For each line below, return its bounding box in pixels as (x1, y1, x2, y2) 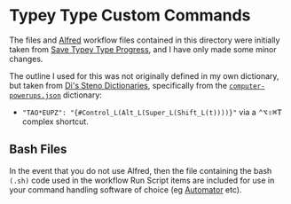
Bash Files (9, 142, 67, 157)
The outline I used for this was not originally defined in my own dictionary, (9, 70, 279, 81)
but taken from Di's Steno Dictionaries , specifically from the (9, 80, 228, 90)
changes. (9, 53, 43, 64)
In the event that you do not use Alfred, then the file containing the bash (9, 165, 272, 176)
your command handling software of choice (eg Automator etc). (9, 184, 242, 195)
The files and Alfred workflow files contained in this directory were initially (9, 35, 280, 45)
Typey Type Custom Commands (9, 5, 251, 26)
